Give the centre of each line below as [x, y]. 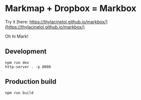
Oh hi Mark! [17, 36]
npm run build [19, 93]
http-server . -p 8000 [28, 67]
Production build [31, 82]
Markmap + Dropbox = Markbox [71, 8]
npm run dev [17, 63]
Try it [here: [17, 22]
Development [26, 51]
